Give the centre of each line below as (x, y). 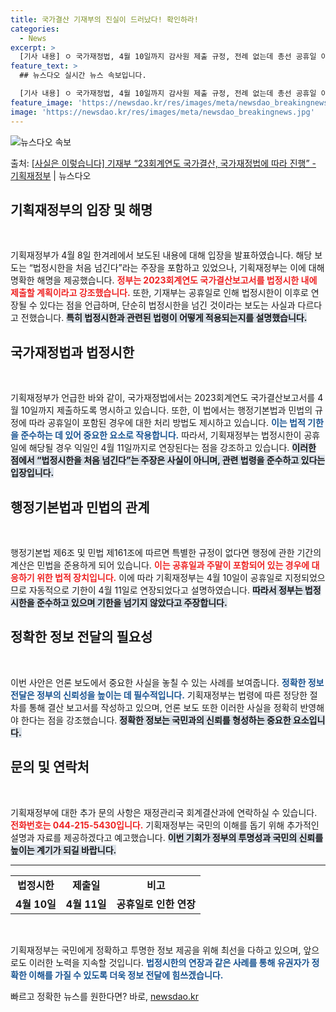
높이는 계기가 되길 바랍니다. (63, 850)
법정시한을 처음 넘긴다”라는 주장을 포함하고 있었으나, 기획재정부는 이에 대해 (178, 268)
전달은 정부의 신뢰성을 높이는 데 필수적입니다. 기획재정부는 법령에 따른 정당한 (159, 695)
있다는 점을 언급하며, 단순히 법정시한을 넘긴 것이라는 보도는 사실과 (167, 305)
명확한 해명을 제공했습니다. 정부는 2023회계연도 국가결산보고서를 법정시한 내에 (164, 280)
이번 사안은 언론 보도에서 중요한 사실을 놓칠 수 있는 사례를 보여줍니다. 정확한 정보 (167, 682)
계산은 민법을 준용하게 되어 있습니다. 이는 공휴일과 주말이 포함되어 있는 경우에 (160, 565)
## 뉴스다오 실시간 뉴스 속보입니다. (83, 76)
